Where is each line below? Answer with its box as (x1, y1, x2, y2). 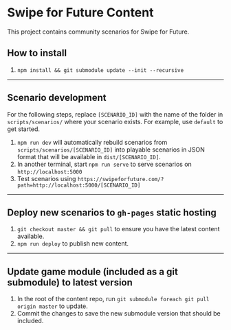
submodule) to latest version (7, 276, 133, 288)
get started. (7, 125, 40, 133)
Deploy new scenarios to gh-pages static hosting (7, 207, 217, 218)
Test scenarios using (16, 174, 76, 182)
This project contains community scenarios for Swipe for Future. (7, 27, 190, 36)
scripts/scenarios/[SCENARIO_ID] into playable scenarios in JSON (16, 145, 205, 154)
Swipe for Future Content (7, 5, 154, 21)
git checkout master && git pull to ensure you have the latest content (16, 225, 220, 233)
